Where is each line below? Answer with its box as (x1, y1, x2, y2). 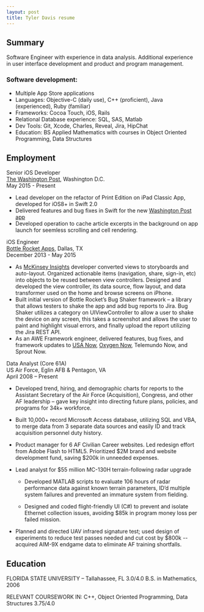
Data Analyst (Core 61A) (6, 360, 67, 367)
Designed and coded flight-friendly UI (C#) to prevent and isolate (24, 503, 189, 510)
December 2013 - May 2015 (6, 251, 76, 259)
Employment (6, 153, 56, 163)
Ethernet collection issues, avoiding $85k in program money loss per (24, 510, 197, 517)
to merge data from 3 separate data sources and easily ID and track (15, 423, 186, 430)
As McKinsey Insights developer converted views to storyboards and (15, 263, 189, 270)
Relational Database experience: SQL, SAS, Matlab (15, 115, 143, 123)
